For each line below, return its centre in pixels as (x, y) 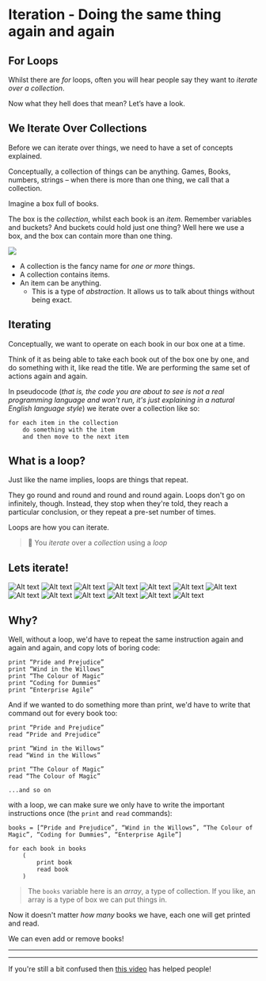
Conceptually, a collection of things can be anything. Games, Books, (120, 171)
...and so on (30, 791)
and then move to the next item (76, 437)
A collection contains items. (65, 274)
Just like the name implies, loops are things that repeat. (98, 480)
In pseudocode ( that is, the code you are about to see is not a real (116, 391)
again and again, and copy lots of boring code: (84, 648)
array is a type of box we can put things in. (97, 900)
